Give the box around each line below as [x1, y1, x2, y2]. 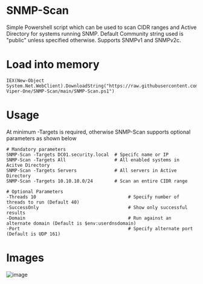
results [6, 210, 26, 216]
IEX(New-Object [6, 77, 45, 83]
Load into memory [6, 58, 100, 71]
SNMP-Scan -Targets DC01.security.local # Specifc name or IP [6, 152, 169, 158]
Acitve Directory [6, 162, 50, 168]
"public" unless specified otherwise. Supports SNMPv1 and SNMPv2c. [6, 36, 181, 44]
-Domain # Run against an [6, 215, 172, 221]
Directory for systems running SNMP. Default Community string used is [6, 30, 184, 37]
